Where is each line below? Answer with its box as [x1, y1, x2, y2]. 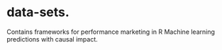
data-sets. [6, 4, 70, 20]
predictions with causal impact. [6, 35, 99, 43]
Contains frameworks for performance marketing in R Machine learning [6, 27, 216, 36]
